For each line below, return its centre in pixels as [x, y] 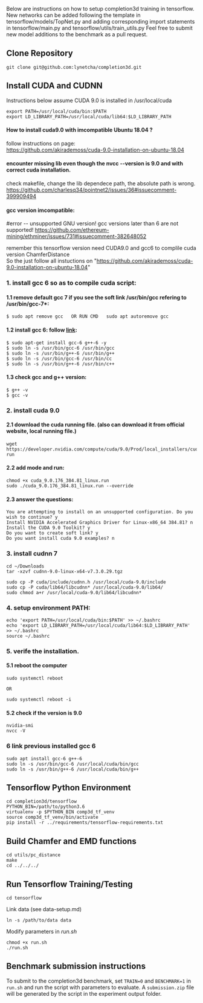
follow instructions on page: [41, 143]
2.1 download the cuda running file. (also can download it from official [95, 425]
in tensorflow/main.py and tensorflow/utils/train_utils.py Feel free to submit [99, 28]
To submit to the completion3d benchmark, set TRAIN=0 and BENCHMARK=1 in [99, 981]
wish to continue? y [32, 518]
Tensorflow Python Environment [69, 787]
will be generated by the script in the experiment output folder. [84, 993]
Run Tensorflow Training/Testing [69, 884]
